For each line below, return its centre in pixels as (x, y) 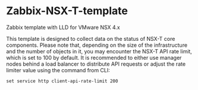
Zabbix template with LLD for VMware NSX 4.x (63, 27)
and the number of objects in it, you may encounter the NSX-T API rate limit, (99, 51)
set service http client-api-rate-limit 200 (62, 81)
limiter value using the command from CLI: (58, 70)
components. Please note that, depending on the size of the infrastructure (97, 45)
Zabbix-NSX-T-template (67, 11)
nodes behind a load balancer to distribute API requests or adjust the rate (96, 64)
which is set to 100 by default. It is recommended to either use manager (94, 57)
